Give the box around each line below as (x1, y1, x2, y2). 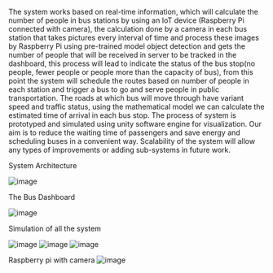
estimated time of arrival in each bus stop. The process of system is (8, 110, 236, 120)
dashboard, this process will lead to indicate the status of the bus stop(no (8, 58, 255, 68)
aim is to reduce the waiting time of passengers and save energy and (8, 128, 240, 137)
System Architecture (8, 161, 77, 170)
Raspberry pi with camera (8, 255, 95, 265)
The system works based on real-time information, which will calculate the (8, 7, 258, 16)
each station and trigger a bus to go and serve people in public (8, 84, 220, 94)
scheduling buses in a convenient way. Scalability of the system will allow (8, 136, 255, 145)
